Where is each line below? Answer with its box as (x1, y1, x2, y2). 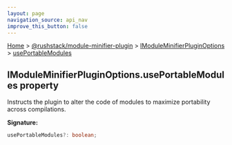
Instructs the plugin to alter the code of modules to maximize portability (7, 98, 211, 107)
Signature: (7, 118, 38, 127)
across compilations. (7, 105, 66, 113)
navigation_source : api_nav (7, 16, 88, 23)
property (19, 80, 59, 91)
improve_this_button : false (7, 23, 88, 30)
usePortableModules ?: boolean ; (7, 132, 97, 139)
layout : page (7, 10, 45, 17)
